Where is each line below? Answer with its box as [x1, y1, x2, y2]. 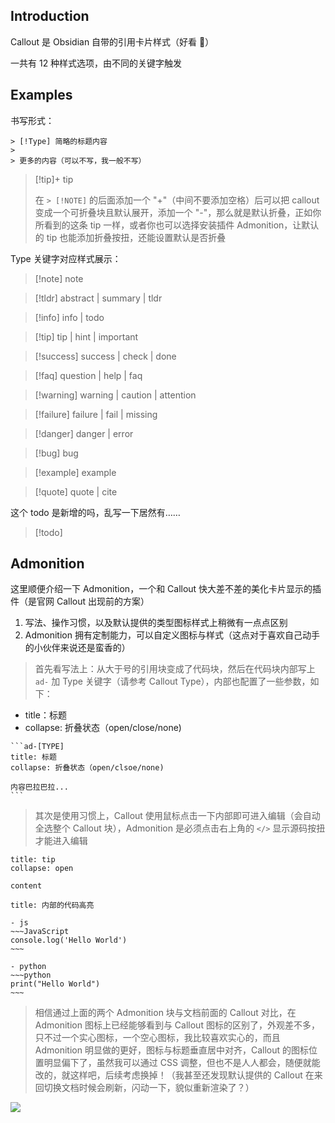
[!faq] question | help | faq [34, 369, 143, 381]
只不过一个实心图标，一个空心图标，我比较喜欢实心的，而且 [34, 1032, 281, 1044]
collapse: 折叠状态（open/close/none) [24, 722, 182, 734]
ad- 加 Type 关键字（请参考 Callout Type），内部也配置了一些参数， [34, 675, 311, 688]
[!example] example [34, 466, 117, 478]
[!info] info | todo [34, 311, 105, 323]
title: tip [10, 855, 56, 865]
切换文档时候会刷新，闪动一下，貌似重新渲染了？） [43, 1082, 255, 1094]
